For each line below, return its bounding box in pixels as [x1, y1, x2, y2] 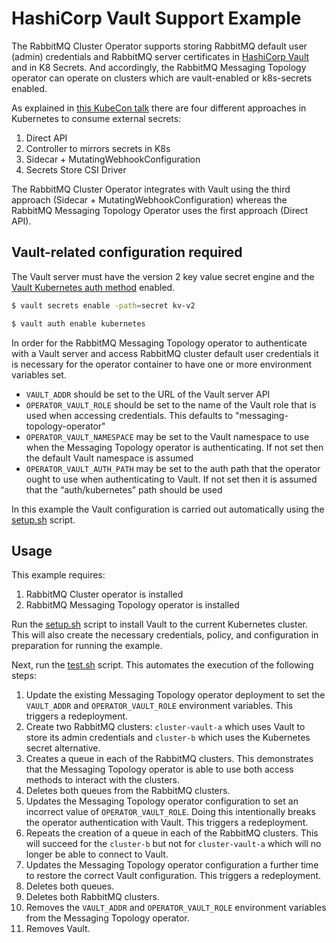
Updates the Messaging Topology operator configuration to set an [25, 795, 299, 807]
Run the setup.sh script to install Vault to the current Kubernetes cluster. [11, 618, 309, 631]
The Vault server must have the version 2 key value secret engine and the [11, 270, 315, 282]
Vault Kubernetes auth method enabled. [11, 281, 176, 293]
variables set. [11, 368, 67, 381]
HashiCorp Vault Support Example [11, 7, 302, 30]
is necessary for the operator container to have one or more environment [11, 358, 313, 370]
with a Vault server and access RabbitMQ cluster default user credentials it [11, 347, 319, 359]
